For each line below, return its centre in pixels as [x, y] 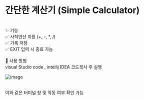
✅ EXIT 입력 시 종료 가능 [29, 49]
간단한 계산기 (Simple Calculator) [72, 10]
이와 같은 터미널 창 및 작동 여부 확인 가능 [44, 92]
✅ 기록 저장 [16, 42]
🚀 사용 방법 [16, 60]
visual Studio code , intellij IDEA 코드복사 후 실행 [53, 67]
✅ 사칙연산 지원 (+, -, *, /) [30, 36]
